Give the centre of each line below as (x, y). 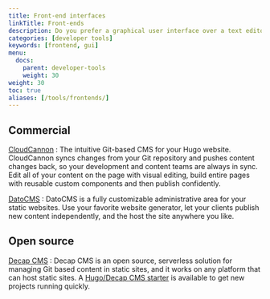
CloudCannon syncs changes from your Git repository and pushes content (131, 158)
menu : (17, 53)
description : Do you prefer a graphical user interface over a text (125, 30)
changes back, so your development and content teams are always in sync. (133, 167)
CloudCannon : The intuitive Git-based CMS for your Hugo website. (120, 150)
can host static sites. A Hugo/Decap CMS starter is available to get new (127, 277)
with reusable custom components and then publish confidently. (115, 184)
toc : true (25, 90)
